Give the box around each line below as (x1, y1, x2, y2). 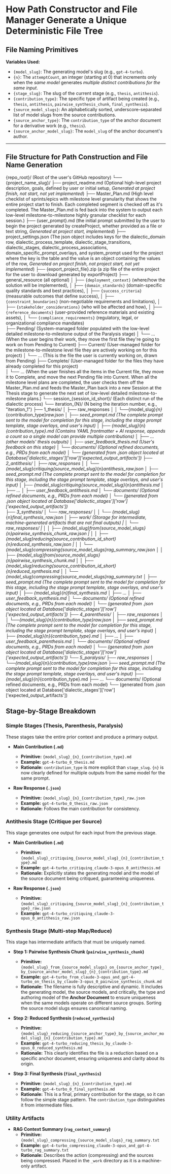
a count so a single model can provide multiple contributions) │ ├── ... (6, 433, 154, 439)
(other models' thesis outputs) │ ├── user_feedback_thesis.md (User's (6, 438, 155, 445)
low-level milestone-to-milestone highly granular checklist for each (6, 212, 146, 218)
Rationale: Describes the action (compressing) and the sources (20, 1152, 154, 1158)
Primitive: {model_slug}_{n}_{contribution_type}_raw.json (20, 795, 145, 801)
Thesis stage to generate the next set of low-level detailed (6, 390, 128, 396)
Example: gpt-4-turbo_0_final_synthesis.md (20, 1086, 115, 1092)
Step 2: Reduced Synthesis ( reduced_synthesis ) (13, 1015, 115, 1021)
